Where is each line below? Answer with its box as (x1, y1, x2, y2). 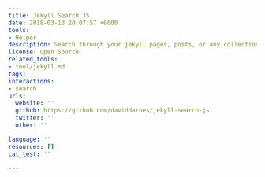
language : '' (8, 135, 51, 143)
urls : (8, 92, 26, 100)
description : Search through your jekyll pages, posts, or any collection (8, 41, 259, 49)
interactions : (8, 77, 55, 85)
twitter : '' (15, 114, 55, 122)
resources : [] (8, 142, 55, 150)
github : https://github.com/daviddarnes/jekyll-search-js (15, 107, 211, 115)
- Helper (8, 33, 37, 42)
